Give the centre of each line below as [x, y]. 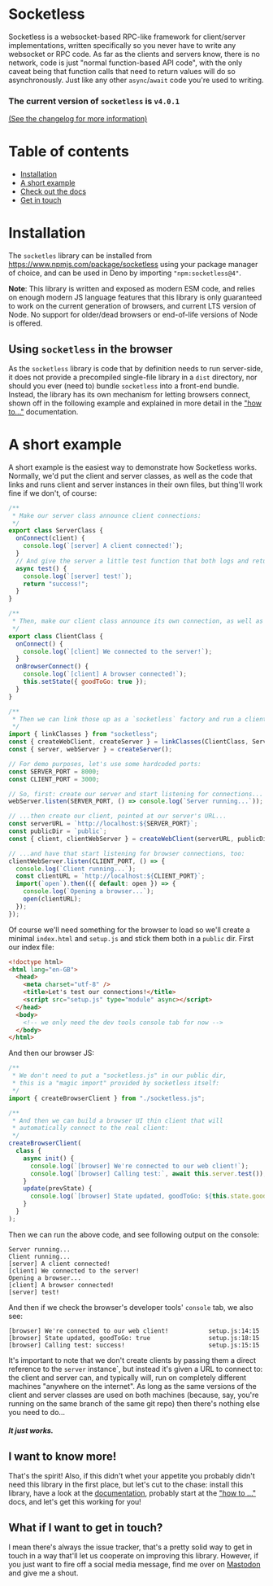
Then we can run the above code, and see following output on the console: [134, 1234]
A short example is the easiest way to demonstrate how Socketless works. [133, 467]
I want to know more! [63, 1456]
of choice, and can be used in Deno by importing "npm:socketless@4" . [125, 273]
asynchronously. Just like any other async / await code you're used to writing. [136, 80]
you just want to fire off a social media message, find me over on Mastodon [135, 1565]
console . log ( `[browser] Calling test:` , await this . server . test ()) [147, 1173]
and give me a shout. [43, 1573]
